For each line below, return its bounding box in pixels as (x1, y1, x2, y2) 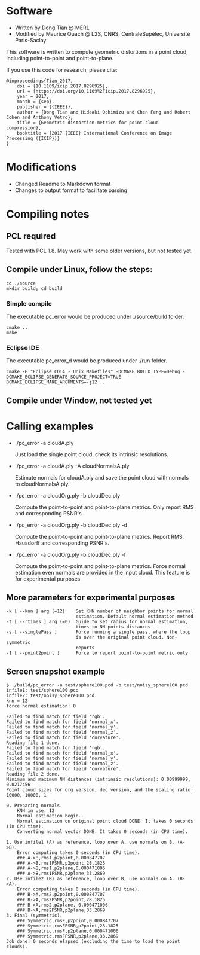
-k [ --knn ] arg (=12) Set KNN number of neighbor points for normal (6, 608, 194, 614)
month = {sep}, (17, 99, 55, 105)
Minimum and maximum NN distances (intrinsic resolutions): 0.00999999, (6, 776, 191, 783)
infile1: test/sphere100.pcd (6, 688, 79, 694)
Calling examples (6, 419, 94, 433)
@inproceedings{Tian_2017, (6, 78, 73, 84)
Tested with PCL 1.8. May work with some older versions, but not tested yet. (6, 247, 193, 254)
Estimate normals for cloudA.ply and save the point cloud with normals (14, 474, 189, 481)
